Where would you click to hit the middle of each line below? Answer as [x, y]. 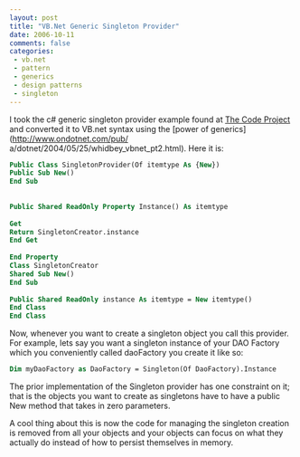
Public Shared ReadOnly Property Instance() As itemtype [119, 206]
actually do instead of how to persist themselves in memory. [121, 443]
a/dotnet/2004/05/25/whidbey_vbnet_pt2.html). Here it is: [117, 148]
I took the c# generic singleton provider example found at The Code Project [150, 119]
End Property [34, 257]
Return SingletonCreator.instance [75, 232]
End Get [24, 241]
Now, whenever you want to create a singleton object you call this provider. [149, 333]
